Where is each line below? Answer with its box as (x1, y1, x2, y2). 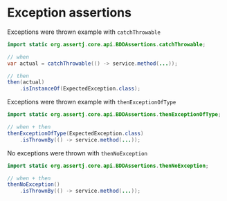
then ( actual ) (7, 79, 45, 86)
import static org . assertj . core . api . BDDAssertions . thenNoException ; (7, 162, 209, 169)
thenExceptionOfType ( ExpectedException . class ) (7, 130, 144, 137)
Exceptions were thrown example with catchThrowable (7, 28, 161, 36)
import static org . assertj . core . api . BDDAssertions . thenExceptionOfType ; (7, 111, 221, 118)
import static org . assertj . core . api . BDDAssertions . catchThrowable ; (7, 41, 206, 48)
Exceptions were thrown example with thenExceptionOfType (7, 98, 176, 106)
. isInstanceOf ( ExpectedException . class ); (19, 85, 140, 93)
